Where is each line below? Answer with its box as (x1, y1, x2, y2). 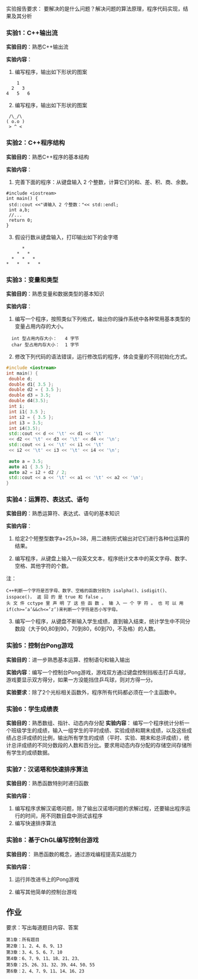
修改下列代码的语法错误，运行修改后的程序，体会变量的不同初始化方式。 (14, 353, 190, 360)
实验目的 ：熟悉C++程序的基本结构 (6, 153, 90, 160)
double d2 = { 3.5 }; (8, 387, 62, 393)
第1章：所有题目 (6, 937, 40, 943)
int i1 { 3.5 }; (8, 409, 46, 415)
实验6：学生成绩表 (6, 705, 59, 713)
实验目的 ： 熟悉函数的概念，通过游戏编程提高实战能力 (6, 851, 137, 858)
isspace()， (6, 594, 35, 600)
